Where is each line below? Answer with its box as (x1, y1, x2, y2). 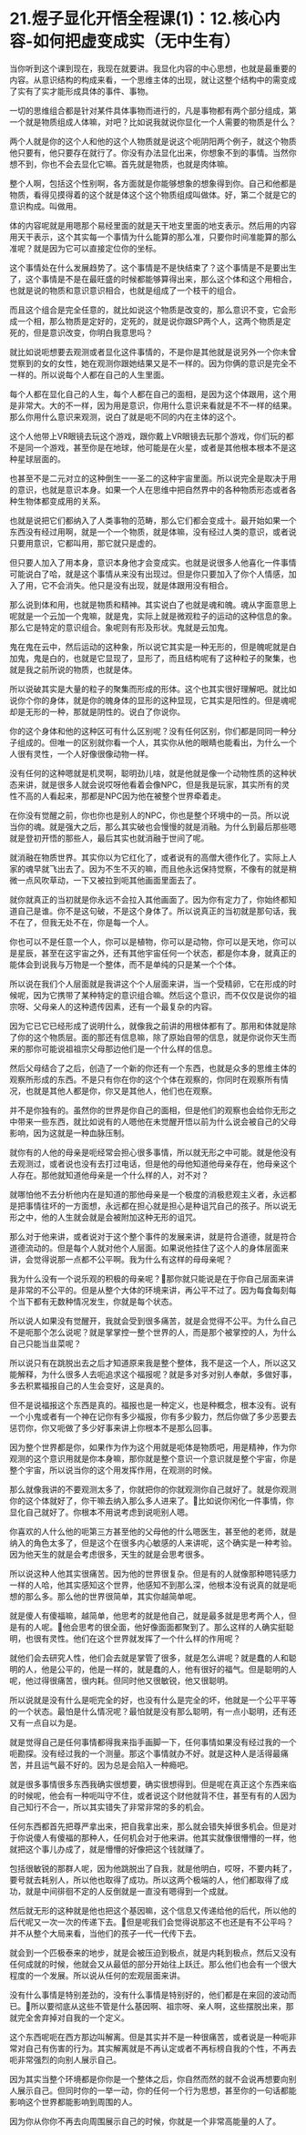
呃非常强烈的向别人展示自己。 (9, 2054, 121, 2065)
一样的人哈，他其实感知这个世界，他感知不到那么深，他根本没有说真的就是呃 (9, 1579, 297, 1590)
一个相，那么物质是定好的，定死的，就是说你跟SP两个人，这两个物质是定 (16, 315, 291, 326)
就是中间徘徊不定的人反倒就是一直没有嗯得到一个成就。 (25, 1885, 233, 1896)
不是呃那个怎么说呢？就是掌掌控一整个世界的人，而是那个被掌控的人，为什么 (9, 1326, 297, 1337)
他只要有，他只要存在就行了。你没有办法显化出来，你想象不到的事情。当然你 (9, 147, 297, 158)
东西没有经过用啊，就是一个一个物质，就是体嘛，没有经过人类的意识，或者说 (9, 526, 297, 537)
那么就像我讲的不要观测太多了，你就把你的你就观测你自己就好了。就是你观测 (9, 1484, 297, 1495)
